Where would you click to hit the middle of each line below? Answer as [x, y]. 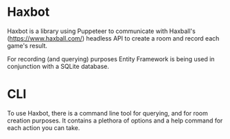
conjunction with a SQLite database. [58, 66]
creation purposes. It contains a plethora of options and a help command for [115, 120]
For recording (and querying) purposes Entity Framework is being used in [111, 58]
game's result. [27, 45]
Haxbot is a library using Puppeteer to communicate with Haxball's [101, 31]
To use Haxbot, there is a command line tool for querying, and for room [107, 113]
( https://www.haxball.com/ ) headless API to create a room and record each [113, 38]
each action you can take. [44, 127]
